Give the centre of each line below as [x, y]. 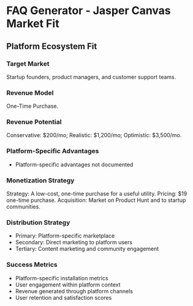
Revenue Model [30, 92]
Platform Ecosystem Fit [52, 46]
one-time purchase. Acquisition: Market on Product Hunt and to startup [96, 200]
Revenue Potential [34, 122]
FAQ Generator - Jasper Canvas [89, 11]
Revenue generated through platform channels [74, 291]
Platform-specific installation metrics [62, 278]
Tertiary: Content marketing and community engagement [87, 249]
